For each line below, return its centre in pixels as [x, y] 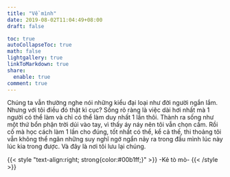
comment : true [27, 83]
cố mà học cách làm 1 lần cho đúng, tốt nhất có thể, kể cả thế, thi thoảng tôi [114, 132]
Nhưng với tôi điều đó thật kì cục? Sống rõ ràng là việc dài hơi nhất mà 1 [108, 110]
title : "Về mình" [32, 13]
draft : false [26, 26]
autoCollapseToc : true [39, 45]
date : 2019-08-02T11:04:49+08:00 [55, 20]
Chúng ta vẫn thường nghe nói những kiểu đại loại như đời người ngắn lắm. [113, 103]
